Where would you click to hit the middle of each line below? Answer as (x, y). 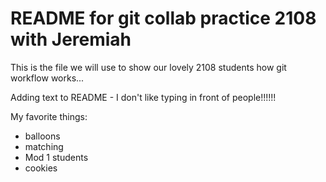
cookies (41, 168)
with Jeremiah (71, 39)
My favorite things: (49, 116)
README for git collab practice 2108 (163, 18)
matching (44, 146)
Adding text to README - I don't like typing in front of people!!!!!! (143, 97)
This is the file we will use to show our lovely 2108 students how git (148, 67)
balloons (42, 136)
